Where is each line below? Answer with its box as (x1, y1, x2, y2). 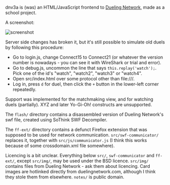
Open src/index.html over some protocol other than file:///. (12, 76, 135, 81)
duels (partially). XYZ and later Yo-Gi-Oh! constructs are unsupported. (5, 102, 152, 108)
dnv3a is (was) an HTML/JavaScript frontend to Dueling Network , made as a (5, 5, 165, 10)
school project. (5, 10, 37, 16)
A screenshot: (5, 20, 35, 25)
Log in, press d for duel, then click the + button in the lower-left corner (12, 81, 159, 87)
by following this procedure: (5, 44, 64, 50)
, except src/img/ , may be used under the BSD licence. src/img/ (14, 158, 149, 164)
